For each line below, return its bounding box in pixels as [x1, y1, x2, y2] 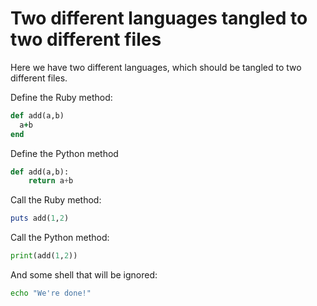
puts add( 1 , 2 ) [10, 213, 70, 224]
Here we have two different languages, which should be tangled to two [10, 61, 302, 73]
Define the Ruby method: [10, 91, 113, 103]
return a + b [28, 176, 74, 186]
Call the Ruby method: [10, 194, 102, 206]
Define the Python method [10, 147, 119, 159]
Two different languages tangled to [10, 7, 308, 30]
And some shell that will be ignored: [10, 269, 158, 281]
